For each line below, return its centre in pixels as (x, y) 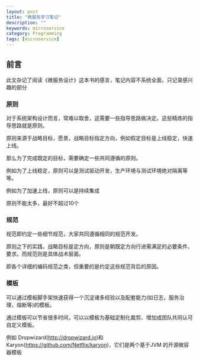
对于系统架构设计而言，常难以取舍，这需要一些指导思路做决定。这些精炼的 (97, 118)
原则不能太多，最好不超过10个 (43, 203)
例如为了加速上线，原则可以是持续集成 (53, 191)
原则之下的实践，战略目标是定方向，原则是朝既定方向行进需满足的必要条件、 (99, 247)
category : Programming (34, 34)
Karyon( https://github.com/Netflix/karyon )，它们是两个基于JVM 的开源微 (95, 344)
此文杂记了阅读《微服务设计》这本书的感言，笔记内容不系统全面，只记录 (94, 80)
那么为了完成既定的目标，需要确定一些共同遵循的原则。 (73, 158)
